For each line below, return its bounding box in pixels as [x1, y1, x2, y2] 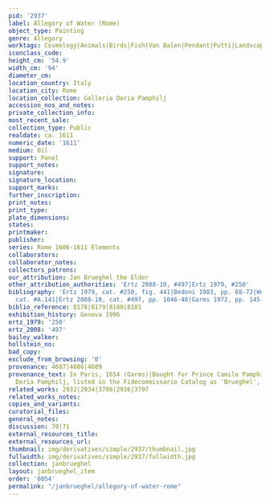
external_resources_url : [8, 437, 92, 446]
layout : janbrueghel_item [8, 468, 95, 476]
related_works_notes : [8, 393, 81, 401]
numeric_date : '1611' [8, 138, 81, 147]
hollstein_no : [8, 341, 56, 349]
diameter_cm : [8, 72, 52, 80]
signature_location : [8, 176, 78, 185]
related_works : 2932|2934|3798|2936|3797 [8, 385, 149, 394]
